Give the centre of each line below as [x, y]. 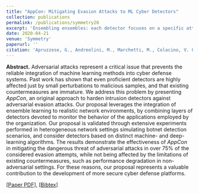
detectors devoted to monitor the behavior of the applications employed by [98, 117]
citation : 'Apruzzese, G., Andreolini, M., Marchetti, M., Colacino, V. [98, 50]
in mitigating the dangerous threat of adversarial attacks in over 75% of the [98, 148]
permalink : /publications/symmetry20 [53, 22]
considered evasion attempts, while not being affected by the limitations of [97, 154]
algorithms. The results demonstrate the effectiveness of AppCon [107, 142]
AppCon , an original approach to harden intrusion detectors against [88, 98]
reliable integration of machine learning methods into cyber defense [89, 73]
